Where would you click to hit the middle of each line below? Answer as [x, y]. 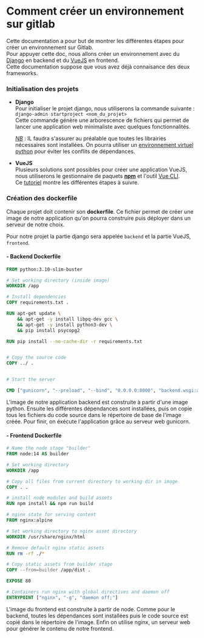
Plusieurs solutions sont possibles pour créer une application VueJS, [101, 170]
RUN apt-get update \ [34, 314]
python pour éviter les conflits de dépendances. [75, 151]
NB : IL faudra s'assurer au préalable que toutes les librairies [90, 138]
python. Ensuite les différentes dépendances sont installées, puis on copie [99, 409]
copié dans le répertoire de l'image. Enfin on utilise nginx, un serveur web [98, 622]
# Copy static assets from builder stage [59, 565]
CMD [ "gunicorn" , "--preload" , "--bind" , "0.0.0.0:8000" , [81, 391]
